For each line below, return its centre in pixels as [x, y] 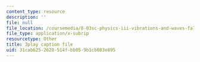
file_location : [25, 28]
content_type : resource [36, 12]
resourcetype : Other [32, 39]
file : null [20, 22]
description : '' [26, 17]
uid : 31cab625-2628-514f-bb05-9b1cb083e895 [61, 50]
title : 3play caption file [40, 45]
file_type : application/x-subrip [48, 34]
